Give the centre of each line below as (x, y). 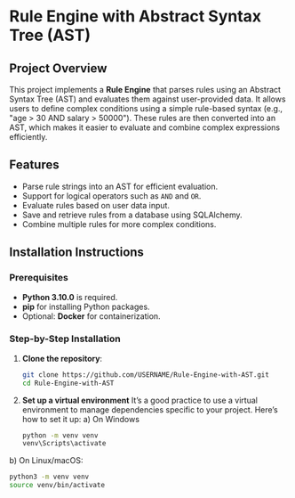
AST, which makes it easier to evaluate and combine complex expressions (145, 127)
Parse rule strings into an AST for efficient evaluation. (120, 186)
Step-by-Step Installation (65, 339)
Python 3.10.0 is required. (70, 297)
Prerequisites (39, 278)
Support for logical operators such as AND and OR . (112, 196)
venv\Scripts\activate (64, 444)
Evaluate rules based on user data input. (96, 205)
